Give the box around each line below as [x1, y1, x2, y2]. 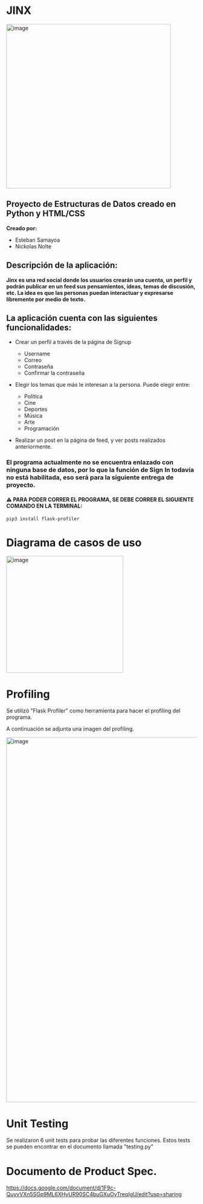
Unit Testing [6, 1116, 69, 1130]
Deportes [24, 406, 48, 413]
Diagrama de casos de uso [6, 536, 142, 549]
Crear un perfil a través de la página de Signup [14, 338, 132, 346]
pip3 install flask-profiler [6, 516, 80, 522]
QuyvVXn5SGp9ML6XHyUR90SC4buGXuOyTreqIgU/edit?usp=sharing [6, 1191, 182, 1198]
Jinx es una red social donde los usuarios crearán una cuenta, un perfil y [6, 276, 192, 283]
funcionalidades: [6, 322, 72, 332]
